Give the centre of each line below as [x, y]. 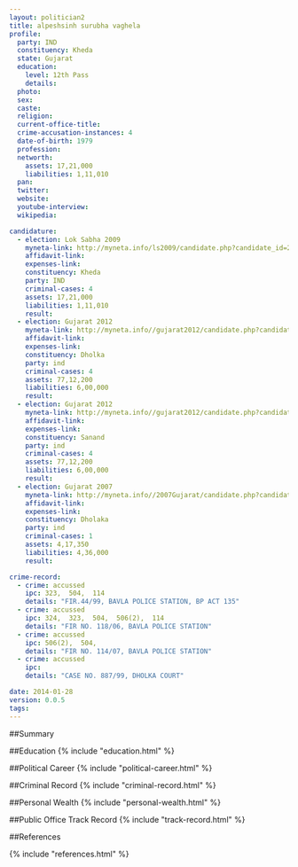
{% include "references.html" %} [70, 854]
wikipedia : [37, 215]
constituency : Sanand [65, 437]
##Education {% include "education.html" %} [92, 751]
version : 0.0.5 [37, 700]
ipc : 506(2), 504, [61, 643]
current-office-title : [59, 125]
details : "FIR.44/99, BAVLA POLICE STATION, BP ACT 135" [133, 602]
